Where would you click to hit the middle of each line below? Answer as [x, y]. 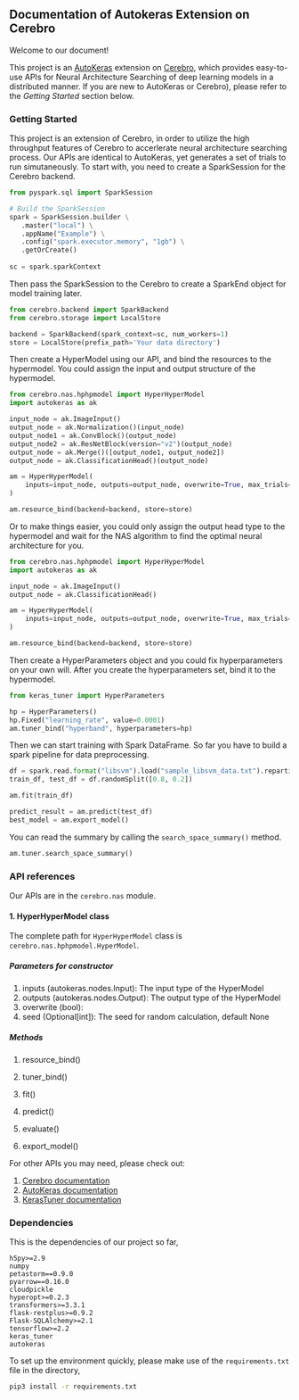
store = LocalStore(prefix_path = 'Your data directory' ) [115, 343]
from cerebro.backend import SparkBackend [89, 310]
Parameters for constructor [61, 965]
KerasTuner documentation [72, 1200]
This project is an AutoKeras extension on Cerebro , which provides [132, 67]
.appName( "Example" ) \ [63, 234]
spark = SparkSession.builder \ [69, 217]
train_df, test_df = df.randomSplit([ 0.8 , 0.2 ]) [101, 780]
